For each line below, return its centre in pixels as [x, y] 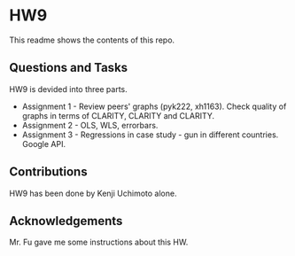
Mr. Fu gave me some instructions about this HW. [99, 242]
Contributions [48, 172]
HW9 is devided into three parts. [69, 89]
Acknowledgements [66, 221]
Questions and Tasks [69, 68]
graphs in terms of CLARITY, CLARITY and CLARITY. [118, 115]
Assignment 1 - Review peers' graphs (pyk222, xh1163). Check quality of [154, 106]
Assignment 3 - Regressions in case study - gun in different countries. [150, 135]
